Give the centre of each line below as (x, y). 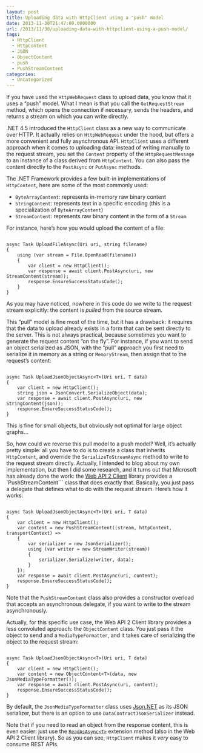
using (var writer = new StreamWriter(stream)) (89, 549)
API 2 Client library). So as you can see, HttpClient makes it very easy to (97, 738)
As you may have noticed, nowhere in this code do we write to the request (99, 304)
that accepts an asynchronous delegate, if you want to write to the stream (98, 604)
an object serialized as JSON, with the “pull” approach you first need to (95, 348)
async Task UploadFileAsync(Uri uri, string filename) (77, 245)
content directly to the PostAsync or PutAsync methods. (74, 167)
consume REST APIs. (32, 744)
